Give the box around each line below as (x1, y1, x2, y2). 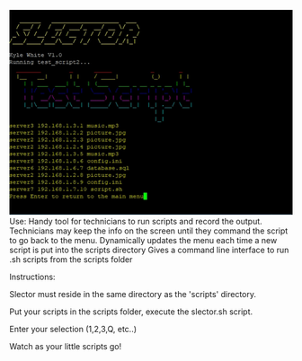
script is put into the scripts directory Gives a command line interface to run (9, 244, 289, 256)
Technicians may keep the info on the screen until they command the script (9, 225, 289, 236)
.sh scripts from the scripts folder (9, 254, 133, 265)
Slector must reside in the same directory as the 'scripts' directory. (9, 289, 256, 300)
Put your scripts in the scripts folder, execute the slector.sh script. (9, 306, 253, 317)
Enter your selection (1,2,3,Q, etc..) (9, 324, 138, 335)
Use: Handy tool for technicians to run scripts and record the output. (9, 216, 262, 227)
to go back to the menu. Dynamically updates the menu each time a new (9, 235, 278, 246)
